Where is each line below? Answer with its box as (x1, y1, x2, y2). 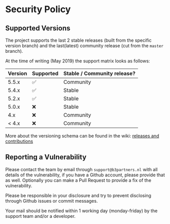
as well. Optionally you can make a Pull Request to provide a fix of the (5, 177, 152, 183)
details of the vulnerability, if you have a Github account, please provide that (5, 172, 165, 178)
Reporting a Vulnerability (5, 153, 87, 162)
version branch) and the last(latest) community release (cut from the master (5, 43, 164, 49)
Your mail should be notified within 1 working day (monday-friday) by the (5, 207, 158, 214)
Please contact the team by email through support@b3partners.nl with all (5, 166, 158, 172)
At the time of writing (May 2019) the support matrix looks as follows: (5, 58, 150, 64)
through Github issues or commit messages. (5, 198, 98, 204)
